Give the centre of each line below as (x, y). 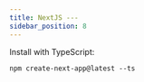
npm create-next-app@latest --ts (72, 68)
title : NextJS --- (44, 18)
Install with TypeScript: (52, 51)
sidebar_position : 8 (48, 26)
